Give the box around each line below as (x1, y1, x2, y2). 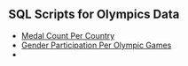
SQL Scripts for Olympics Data (8, 7, 180, 22)
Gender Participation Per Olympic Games (20, 40, 172, 50)
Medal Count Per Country (20, 30, 115, 40)
